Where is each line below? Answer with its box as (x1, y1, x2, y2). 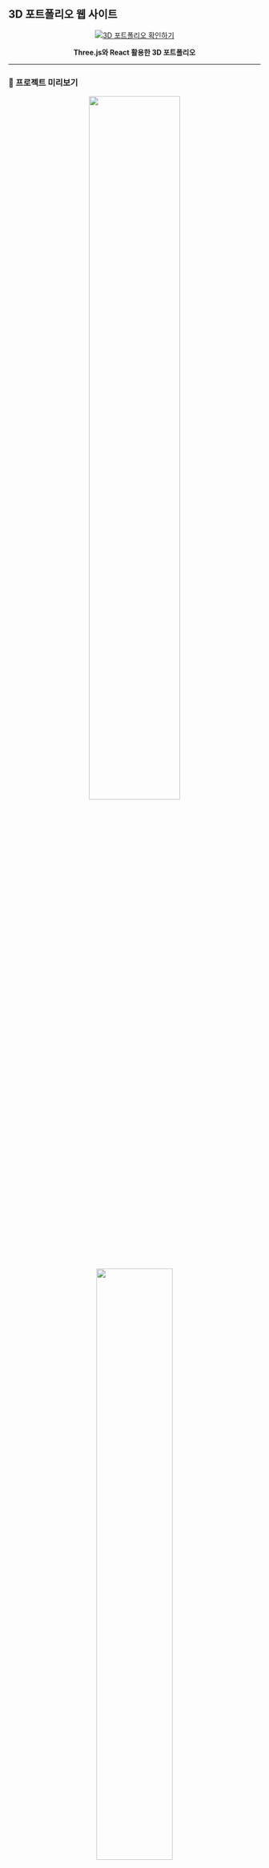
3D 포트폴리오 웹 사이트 (8, 7, 118, 22)
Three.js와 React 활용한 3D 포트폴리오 (73, 47, 196, 57)
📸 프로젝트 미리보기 (8, 77, 78, 88)
